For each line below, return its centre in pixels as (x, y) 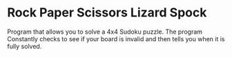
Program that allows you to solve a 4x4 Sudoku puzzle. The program (105, 32)
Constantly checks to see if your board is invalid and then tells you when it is (116, 38)
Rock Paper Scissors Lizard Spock (107, 13)
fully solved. (25, 46)
